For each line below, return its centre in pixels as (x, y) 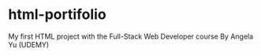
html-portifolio (57, 15)
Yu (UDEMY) (29, 44)
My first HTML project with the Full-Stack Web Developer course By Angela (131, 36)
